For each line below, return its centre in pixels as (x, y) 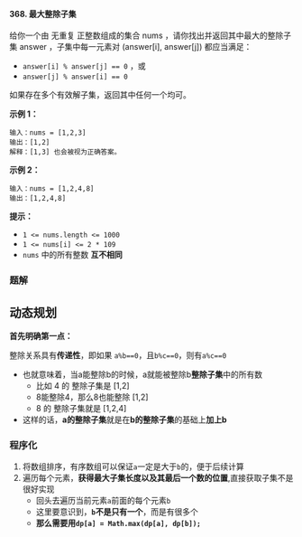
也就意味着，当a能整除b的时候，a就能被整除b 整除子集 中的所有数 (142, 374)
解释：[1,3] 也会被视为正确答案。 (65, 152)
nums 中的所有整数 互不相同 (73, 255)
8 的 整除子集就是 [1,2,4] (81, 408)
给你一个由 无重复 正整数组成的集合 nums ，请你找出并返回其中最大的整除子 (150, 35)
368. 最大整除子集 (43, 14)
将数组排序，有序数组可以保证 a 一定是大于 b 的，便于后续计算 (133, 466)
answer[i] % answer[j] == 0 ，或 (84, 66)
